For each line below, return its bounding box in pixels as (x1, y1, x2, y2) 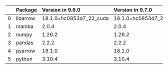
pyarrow (15, 47, 36, 54)
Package (15, 6, 37, 13)
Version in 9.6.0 (41, 6, 81, 13)
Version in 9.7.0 (113, 6, 152, 13)
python (15, 55, 32, 62)
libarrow (15, 15, 35, 21)
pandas (15, 39, 33, 46)
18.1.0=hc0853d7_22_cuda (41, 15, 109, 21)
